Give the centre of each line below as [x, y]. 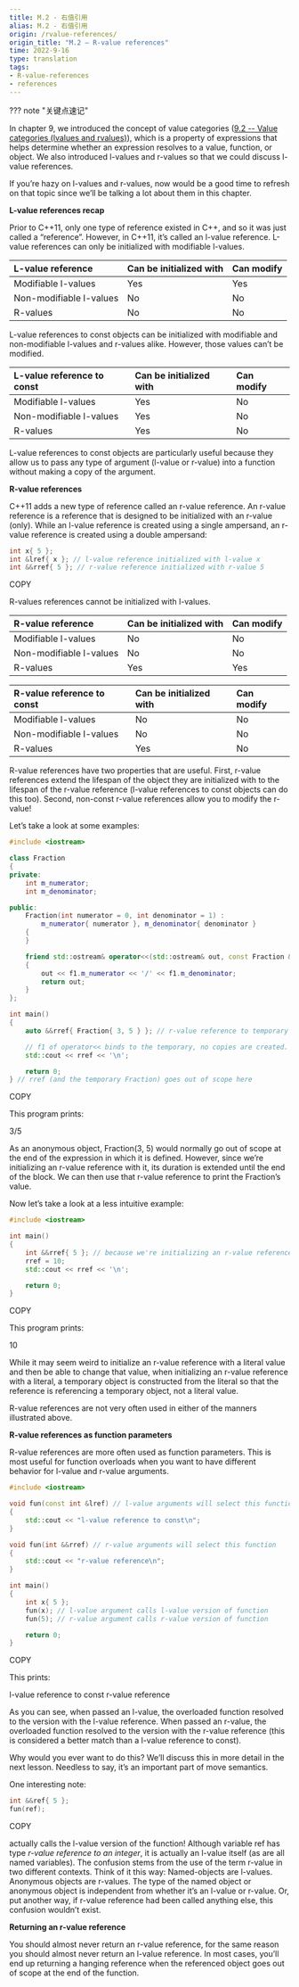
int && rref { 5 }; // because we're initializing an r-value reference [159, 1253]
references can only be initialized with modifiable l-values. [137, 246]
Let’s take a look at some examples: [74, 826]
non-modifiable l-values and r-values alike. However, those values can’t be [146, 343]
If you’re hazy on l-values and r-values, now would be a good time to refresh [149, 183]
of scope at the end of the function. [74, 1973]
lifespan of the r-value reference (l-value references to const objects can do [149, 789]
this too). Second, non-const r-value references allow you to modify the [141, 799]
